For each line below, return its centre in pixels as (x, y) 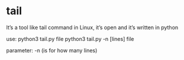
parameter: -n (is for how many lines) (52, 50)
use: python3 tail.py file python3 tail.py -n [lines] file (70, 39)
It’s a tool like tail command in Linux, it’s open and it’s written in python (92, 27)
